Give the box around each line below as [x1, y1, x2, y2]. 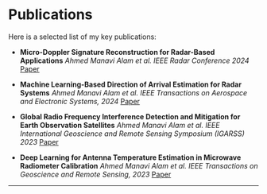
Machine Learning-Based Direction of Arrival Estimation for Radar [19, 80, 242, 89]
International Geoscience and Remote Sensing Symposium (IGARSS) [19, 129, 245, 138]
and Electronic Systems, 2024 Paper [19, 96, 141, 106]
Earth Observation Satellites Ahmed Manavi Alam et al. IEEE [19, 120, 220, 130]
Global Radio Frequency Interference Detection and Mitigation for [19, 111, 241, 121]
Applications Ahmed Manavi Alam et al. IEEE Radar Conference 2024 [19, 56, 250, 65]
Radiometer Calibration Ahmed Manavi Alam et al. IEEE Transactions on [19, 161, 258, 170]
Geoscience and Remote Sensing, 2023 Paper [19, 169, 172, 179]
